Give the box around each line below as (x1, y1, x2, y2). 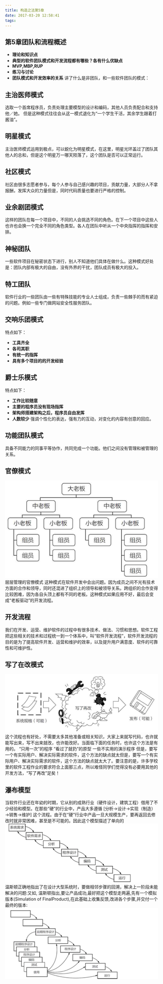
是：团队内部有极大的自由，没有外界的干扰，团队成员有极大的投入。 (5, 265, 141, 271)
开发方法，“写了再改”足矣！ (5, 770, 60, 776)
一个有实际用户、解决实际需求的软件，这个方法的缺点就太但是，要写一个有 (5, 752, 154, 758)
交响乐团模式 (5, 316, 44, 324)
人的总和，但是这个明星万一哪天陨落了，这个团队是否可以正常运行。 (9, 152, 146, 158)
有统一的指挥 (12, 352, 38, 357)
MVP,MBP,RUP (12, 63, 43, 69)
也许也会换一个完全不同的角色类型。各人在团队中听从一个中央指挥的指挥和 (5, 223, 154, 229)
